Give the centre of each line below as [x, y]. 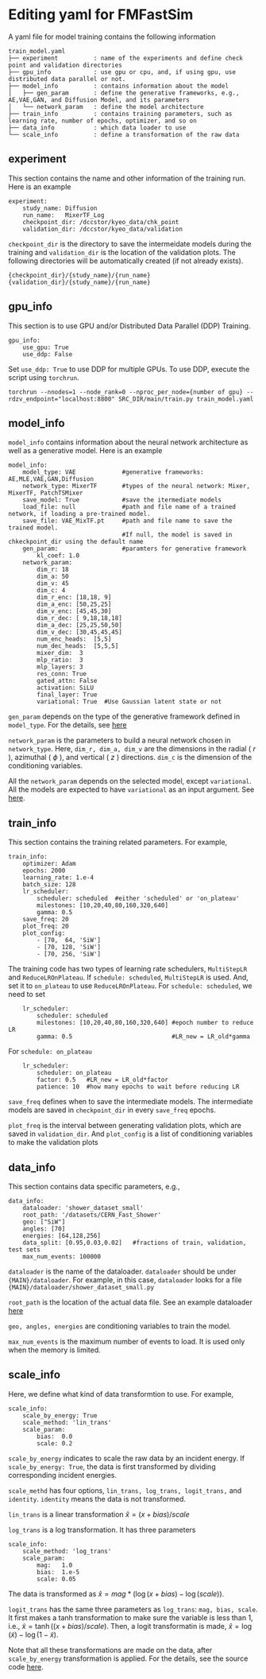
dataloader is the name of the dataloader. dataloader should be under [122, 1271]
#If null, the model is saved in [177, 535]
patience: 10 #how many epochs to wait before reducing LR [138, 1087]
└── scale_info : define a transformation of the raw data [124, 134]
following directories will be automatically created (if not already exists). [126, 261]
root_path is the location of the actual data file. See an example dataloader [130, 1302]
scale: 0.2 [55, 1443]
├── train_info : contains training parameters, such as [120, 114]
